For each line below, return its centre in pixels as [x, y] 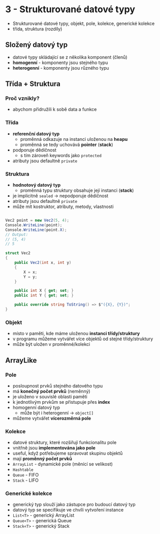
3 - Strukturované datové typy [70, 9]
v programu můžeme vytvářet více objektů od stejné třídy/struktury [83, 339]
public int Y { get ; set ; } [44, 295]
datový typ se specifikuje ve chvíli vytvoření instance [68, 510]
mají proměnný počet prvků [42, 459]
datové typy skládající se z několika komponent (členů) [70, 57]
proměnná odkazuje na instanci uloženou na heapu [74, 139]
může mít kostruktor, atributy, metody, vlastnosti [63, 206]
